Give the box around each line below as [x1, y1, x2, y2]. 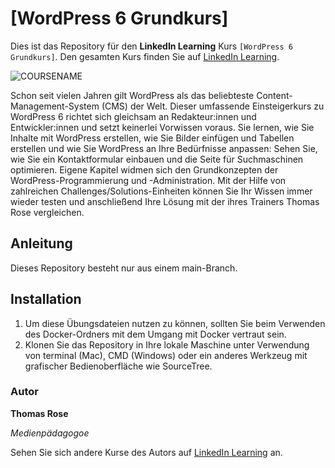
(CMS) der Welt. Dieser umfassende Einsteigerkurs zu [101, 100, 325, 112]
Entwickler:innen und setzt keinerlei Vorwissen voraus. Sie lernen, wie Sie [10, 121, 315, 133]
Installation [10, 291, 82, 308]
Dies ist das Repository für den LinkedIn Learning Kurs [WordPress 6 [10, 40, 293, 52]
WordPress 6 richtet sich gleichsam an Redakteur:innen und [10, 110, 257, 122]
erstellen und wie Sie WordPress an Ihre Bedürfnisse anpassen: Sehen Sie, [10, 142, 318, 154]
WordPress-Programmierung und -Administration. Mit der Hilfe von [10, 174, 287, 186]
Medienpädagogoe [10, 427, 90, 439]
